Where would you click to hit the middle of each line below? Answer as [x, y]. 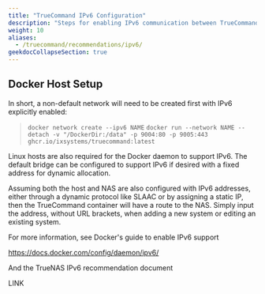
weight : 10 [26, 30]
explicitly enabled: [38, 111]
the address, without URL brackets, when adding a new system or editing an [132, 213]
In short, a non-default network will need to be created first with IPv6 [120, 103]
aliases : [22, 38]
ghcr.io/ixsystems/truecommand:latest [91, 141]
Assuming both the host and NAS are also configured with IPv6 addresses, [129, 188]
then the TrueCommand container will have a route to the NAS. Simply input [131, 205]
